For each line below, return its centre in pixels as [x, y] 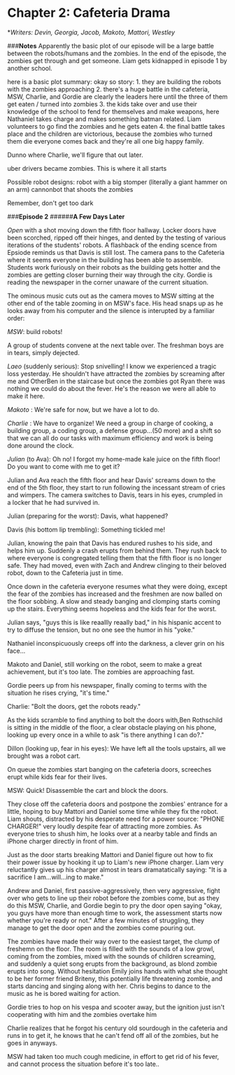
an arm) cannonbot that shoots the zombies [70, 189]
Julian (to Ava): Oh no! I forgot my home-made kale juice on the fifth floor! [114, 459]
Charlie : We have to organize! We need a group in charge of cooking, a [110, 423]
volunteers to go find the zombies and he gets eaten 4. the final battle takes [116, 126]
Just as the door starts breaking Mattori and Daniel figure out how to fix [110, 854]
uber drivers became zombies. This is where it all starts [87, 168]
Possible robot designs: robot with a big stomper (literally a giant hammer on [117, 182]
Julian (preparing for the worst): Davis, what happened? [88, 515]
